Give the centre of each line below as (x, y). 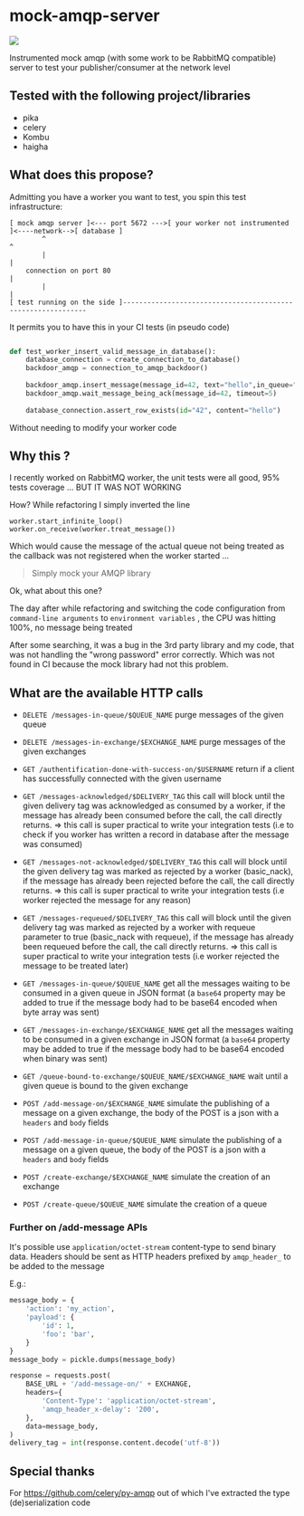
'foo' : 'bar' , (68, 1334)
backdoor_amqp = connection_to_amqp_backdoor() (117, 368)
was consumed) (52, 844)
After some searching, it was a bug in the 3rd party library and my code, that (152, 645)
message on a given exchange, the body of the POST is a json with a (150, 1113)
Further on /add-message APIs (78, 1227)
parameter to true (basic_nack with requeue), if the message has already (158, 937)
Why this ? (40, 456)
